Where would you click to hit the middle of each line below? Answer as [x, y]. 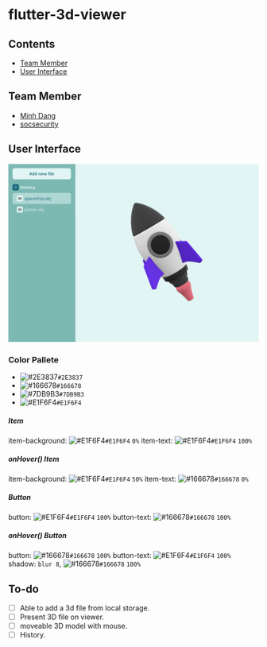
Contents [32, 44]
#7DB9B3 [72, 395]
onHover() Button [38, 535]
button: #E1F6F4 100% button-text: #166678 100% [120, 517]
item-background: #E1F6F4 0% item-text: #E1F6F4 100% [130, 441]
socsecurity [39, 124]
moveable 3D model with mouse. [74, 626]
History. [33, 635]
